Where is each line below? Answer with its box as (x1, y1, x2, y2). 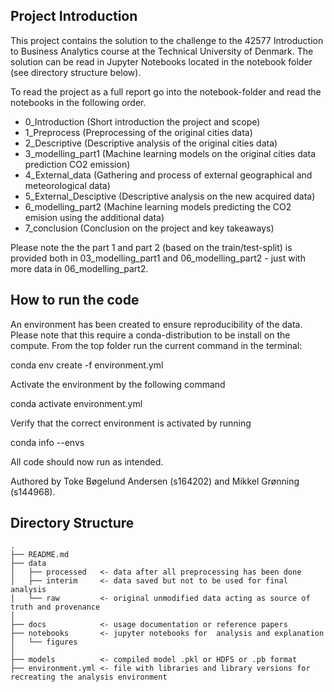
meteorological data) (24, 179, 111, 191)
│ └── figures (10, 637, 78, 648)
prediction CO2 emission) (24, 158, 131, 170)
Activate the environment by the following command (10, 378, 226, 390)
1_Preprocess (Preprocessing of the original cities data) (24, 126, 253, 138)
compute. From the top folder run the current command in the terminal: (10, 339, 303, 351)
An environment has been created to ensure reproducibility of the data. (10, 318, 303, 330)
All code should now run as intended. (10, 455, 164, 468)
